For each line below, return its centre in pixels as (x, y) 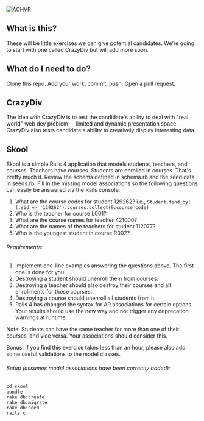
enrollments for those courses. (54, 292)
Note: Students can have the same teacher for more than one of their (93, 330)
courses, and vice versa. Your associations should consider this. (87, 336)
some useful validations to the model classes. (63, 354)
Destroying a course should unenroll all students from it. (86, 298)
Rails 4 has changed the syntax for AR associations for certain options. (104, 305)
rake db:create (26, 397)
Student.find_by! (169, 202)
